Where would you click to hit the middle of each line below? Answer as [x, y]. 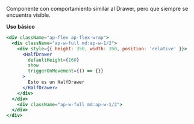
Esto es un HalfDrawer [56, 82]
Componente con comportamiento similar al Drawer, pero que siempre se [97, 9]
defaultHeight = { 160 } [54, 60]
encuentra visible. [28, 15]
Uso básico [20, 27]
